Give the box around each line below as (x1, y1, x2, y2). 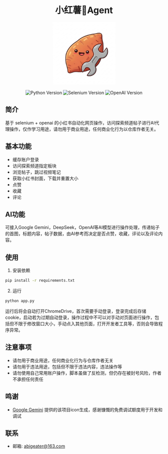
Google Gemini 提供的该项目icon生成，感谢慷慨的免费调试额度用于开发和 (12, 406, 163, 412)
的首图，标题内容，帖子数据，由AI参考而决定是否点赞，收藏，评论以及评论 (5, 231, 158, 237)
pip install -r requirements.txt (5, 278, 75, 283)
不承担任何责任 (12, 376, 43, 382)
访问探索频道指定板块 (12, 163, 56, 169)
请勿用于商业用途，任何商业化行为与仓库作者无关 (12, 357, 113, 363)
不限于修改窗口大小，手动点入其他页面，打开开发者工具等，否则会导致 (13, 320, 158, 326)
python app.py (5, 298, 35, 304)
